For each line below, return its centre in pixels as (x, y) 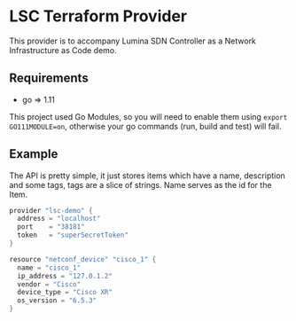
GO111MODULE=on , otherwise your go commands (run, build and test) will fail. (145, 126)
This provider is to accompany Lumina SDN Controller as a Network (133, 41)
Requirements (49, 78)
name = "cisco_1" (49, 268)
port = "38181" (51, 227)
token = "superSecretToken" (73, 235)
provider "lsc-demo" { (51, 210)
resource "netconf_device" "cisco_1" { (83, 259)
